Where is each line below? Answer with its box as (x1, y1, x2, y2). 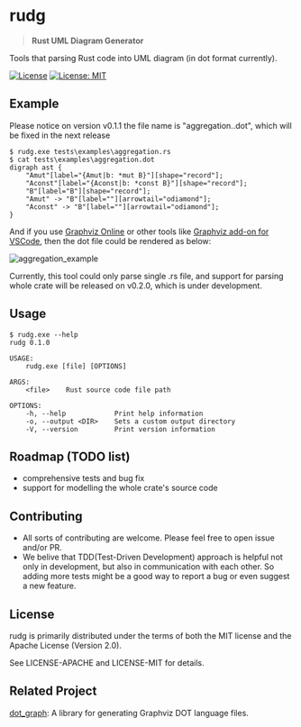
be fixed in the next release (9, 130, 111, 141)
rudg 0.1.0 (9, 338, 50, 347)
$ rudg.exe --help (9, 330, 78, 339)
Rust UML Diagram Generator (31, 35, 144, 46)
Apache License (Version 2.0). (9, 641, 122, 650)
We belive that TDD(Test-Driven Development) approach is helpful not (22, 551, 284, 563)
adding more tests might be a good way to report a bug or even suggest (22, 571, 290, 582)
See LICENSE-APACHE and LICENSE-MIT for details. (9, 658, 205, 668)
